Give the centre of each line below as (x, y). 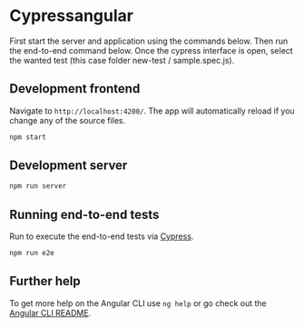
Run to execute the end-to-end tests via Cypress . (102, 236)
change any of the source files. (68, 120)
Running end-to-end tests (84, 214)
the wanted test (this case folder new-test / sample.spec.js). (122, 60)
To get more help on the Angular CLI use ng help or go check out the (138, 303)
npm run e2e (32, 253)
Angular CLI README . (50, 312)
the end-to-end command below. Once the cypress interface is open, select (151, 50)
